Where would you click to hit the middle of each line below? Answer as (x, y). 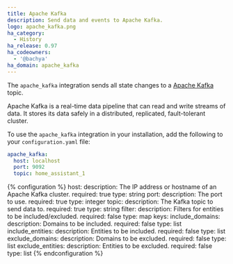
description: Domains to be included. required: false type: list (95, 224)
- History (27, 40)
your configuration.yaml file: (49, 141)
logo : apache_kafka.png (42, 26)
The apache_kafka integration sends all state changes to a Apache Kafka (111, 85)
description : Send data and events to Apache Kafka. (85, 20)
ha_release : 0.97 (32, 46)
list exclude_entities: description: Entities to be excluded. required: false (110, 246)
